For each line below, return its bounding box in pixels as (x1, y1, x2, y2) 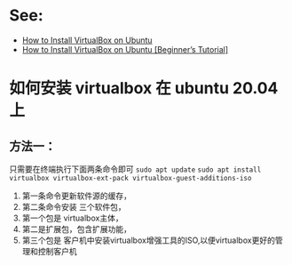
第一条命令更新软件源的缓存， (21, 190, 131, 201)
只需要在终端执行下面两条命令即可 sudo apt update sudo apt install (9, 164, 262, 174)
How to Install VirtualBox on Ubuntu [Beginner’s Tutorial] (21, 44, 229, 54)
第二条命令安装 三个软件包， (21, 201, 126, 212)
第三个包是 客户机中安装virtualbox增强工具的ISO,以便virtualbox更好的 (21, 235, 275, 245)
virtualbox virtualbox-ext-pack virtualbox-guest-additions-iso (9, 173, 252, 182)
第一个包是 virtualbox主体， (21, 213, 123, 223)
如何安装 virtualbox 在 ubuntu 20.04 (9, 78, 279, 99)
